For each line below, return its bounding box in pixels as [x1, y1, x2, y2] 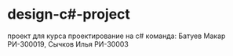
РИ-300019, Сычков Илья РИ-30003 [7, 39, 129, 48]
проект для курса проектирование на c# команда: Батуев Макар [7, 31, 226, 40]
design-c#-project [7, 5, 131, 23]
